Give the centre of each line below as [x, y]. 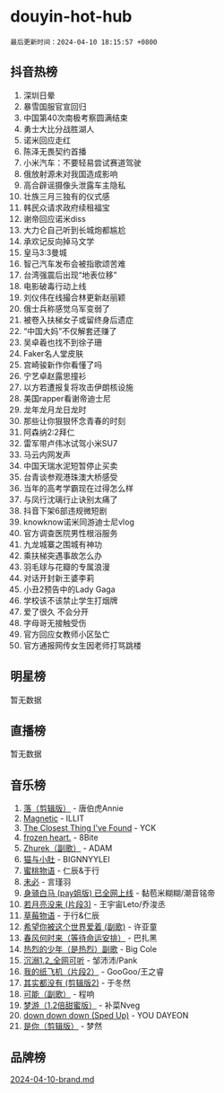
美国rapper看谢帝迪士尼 [67, 398]
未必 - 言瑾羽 [47, 882]
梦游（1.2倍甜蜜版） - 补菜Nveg [82, 1005]
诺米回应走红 [47, 140]
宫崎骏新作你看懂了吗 [62, 365]
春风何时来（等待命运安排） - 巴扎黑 [90, 938]
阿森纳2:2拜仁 [49, 432]
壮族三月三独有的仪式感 [66, 196]
